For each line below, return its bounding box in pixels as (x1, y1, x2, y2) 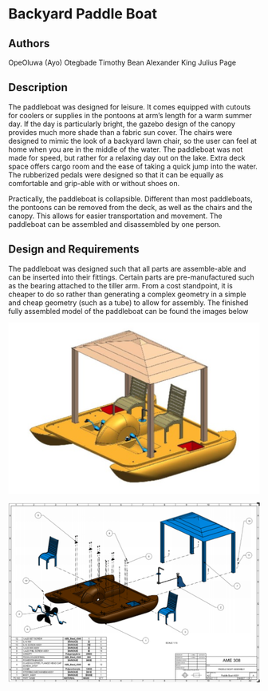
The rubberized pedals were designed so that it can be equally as (8, 169, 224, 180)
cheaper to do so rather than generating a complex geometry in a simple (8, 289, 247, 299)
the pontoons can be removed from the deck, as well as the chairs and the (8, 202, 253, 212)
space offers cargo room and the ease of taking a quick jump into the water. (8, 161, 258, 171)
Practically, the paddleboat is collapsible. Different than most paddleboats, (8, 193, 253, 204)
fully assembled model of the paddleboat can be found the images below (8, 306, 249, 316)
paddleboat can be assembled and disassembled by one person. (8, 219, 221, 228)
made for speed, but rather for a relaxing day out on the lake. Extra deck (8, 153, 246, 162)
